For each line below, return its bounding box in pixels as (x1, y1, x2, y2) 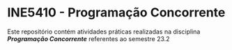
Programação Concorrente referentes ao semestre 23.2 (7, 34, 170, 42)
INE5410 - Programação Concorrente (7, 5, 226, 21)
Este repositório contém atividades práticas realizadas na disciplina (7, 27, 201, 36)
